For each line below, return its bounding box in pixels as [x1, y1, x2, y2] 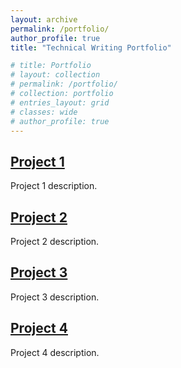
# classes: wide [10, 107, 78, 117]
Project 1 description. [10, 180, 98, 192]
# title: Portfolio [10, 61, 92, 71]
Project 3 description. [10, 291, 100, 303]
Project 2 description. [10, 236, 100, 247]
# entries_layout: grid [10, 97, 110, 108]
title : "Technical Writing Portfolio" [10, 42, 172, 53]
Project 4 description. [10, 346, 100, 358]
